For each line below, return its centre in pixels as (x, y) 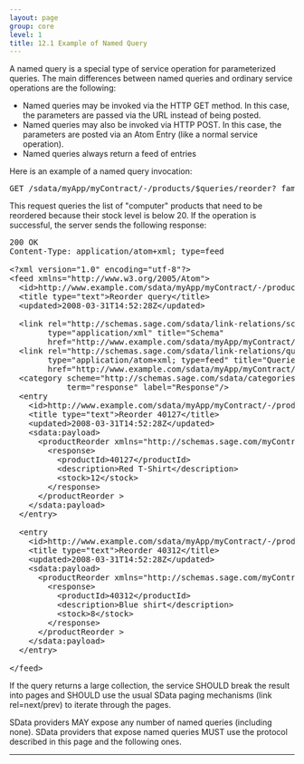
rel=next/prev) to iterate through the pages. (90, 705)
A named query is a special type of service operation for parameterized (142, 69)
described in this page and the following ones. (96, 742)
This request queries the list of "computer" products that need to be (136, 206)
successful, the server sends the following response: (108, 225)
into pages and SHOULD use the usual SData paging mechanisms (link (141, 695)
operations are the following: (63, 88)
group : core (32, 26)
